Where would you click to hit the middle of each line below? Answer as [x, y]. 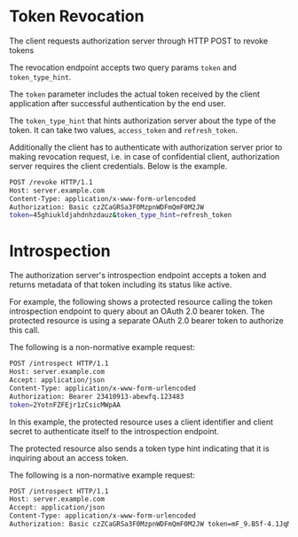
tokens [22, 50]
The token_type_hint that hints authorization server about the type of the [143, 121]
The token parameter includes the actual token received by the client [134, 94]
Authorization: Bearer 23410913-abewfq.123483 [97, 396]
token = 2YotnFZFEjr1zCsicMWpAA [65, 405]
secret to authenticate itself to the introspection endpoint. [114, 431]
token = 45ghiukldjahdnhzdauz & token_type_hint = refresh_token [121, 215]
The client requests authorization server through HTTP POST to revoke [139, 41]
